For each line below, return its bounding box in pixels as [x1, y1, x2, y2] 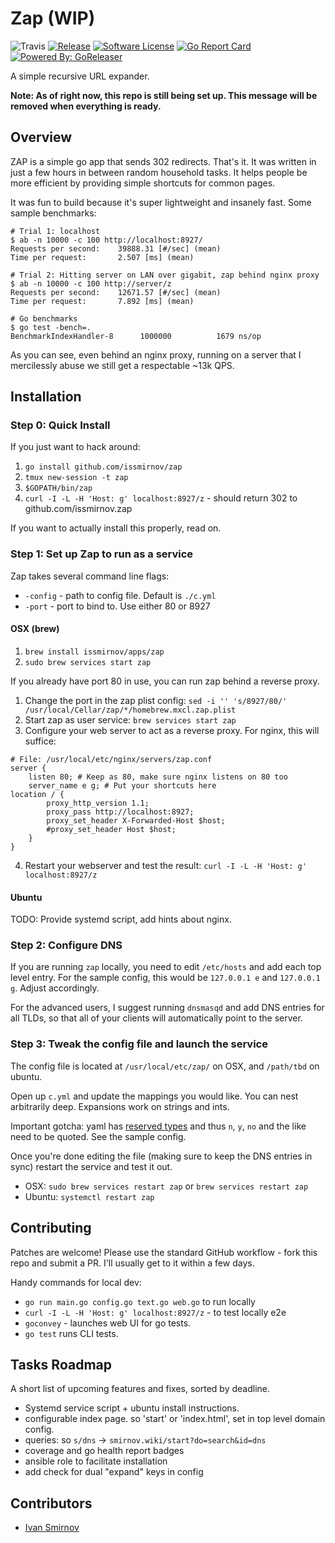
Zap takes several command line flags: [10, 570, 170, 582]
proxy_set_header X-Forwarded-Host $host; [46, 815, 226, 826]
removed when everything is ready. [10, 100, 162, 112]
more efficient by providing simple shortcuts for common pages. [10, 177, 276, 189]
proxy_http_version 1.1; [46, 798, 150, 808]
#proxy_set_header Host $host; [46, 824, 177, 834]
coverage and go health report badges [24, 1445, 185, 1457]
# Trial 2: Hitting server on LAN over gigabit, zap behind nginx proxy [10, 270, 320, 280]
